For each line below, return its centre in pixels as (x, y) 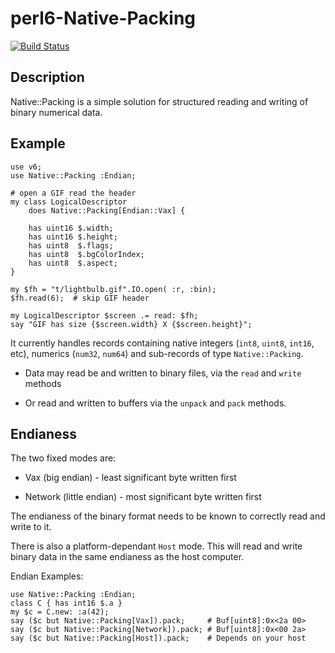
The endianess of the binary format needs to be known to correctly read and (168, 516)
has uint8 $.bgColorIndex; (86, 254)
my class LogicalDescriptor (69, 202)
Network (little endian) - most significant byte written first (143, 497)
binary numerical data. (56, 112)
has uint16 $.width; (71, 228)
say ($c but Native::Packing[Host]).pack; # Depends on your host (158, 638)
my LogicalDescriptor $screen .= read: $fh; (104, 315)
